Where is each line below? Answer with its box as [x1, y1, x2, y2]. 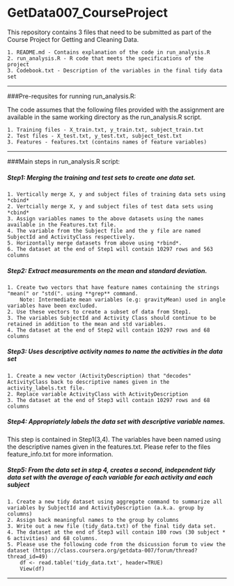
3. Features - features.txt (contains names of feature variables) [7, 138, 208, 146]
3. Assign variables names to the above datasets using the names [7, 215, 204, 222]
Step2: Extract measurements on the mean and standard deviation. [7, 266, 208, 275]
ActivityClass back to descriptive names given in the [7, 378, 170, 385]
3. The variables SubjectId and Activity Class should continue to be [7, 314, 217, 321]
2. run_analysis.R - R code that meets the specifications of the [7, 54, 204, 62]
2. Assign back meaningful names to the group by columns [7, 516, 179, 523]
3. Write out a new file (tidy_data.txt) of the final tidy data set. [7, 523, 217, 530]
